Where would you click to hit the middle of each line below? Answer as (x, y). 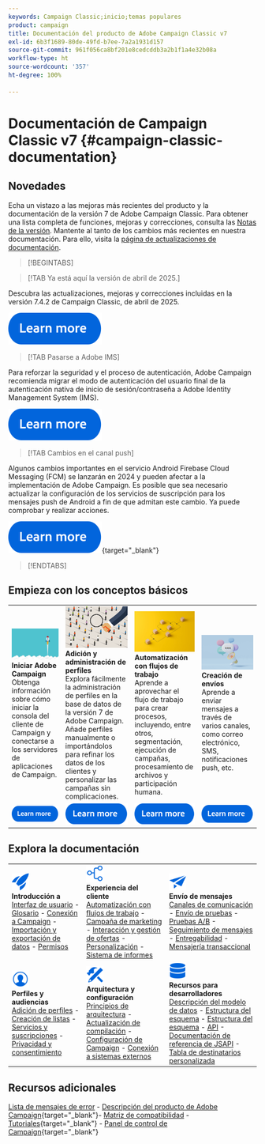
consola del (30, 715)
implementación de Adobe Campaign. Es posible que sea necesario (118, 485)
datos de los (85, 763)
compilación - (109, 1031)
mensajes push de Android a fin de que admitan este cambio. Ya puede (124, 501)
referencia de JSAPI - (205, 1044)
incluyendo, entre (163, 724)
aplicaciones (32, 766)
